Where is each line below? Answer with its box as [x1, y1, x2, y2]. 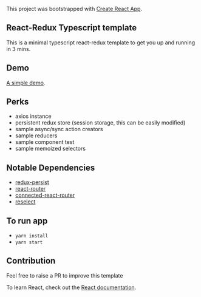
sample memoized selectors [15, 145, 86, 152]
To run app [6, 216, 48, 226]
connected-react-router [15, 191, 75, 199]
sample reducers [15, 132, 58, 139]
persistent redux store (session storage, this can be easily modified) [15, 119, 186, 126]
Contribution [6, 256, 56, 266]
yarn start [15, 239, 43, 245]
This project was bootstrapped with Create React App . [6, 5, 143, 12]
